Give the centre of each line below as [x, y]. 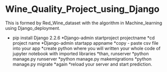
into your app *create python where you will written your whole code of [87, 48]
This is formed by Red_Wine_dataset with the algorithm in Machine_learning [84, 23]
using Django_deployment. [33, 28]
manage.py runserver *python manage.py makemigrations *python [82, 59]
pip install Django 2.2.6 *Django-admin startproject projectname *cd [83, 38]
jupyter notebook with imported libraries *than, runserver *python [81, 54]
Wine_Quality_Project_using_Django [82, 9]
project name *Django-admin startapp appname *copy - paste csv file [85, 43]
